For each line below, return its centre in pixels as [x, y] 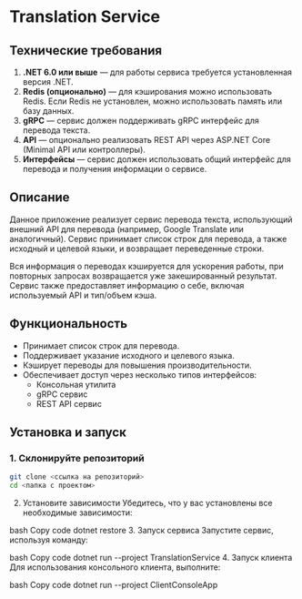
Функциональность [69, 324]
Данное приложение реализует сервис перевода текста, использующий [151, 219]
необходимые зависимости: [78, 513]
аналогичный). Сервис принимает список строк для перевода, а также [148, 239]
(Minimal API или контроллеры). [84, 149]
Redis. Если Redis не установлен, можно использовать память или [152, 101]
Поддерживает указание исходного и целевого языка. [128, 355]
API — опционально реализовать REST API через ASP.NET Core [146, 140]
